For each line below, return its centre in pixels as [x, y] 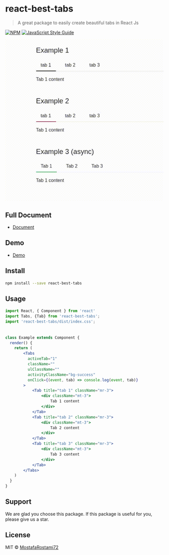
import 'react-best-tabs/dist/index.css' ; [50, 322]
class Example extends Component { [43, 338]
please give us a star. [27, 519]
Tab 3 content [65, 454]
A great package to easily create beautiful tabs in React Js [78, 23]
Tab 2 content [65, 428]
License [18, 535]
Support [18, 502]
